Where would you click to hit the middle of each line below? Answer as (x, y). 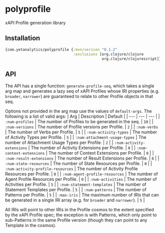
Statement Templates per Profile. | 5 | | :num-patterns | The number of (76, 190)
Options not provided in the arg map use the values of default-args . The (79, 111)
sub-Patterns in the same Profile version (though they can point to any (76, 220)
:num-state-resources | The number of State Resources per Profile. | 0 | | (79, 164)
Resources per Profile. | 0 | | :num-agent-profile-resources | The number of (82, 174)
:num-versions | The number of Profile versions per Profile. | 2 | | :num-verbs (82, 127)
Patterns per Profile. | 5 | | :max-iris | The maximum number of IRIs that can (82, 195)
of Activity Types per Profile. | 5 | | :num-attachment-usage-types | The (76, 137)
